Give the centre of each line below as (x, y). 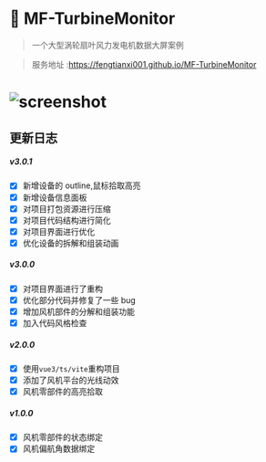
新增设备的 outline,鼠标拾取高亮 (82, 185)
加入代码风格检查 (55, 323)
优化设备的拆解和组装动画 (71, 243)
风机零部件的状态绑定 (62, 437)
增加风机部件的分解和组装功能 (78, 311)
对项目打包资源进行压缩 (66, 208)
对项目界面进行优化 (59, 231)
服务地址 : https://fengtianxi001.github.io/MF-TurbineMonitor (144, 64)
